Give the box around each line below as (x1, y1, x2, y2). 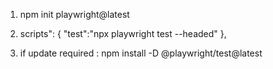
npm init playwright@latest (19, 9, 130, 20)
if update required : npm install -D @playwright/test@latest (19, 47, 263, 59)
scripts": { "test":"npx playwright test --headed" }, (19, 28, 227, 39)
